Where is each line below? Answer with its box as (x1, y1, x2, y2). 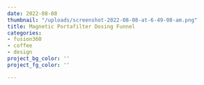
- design (7, 49, 33, 56)
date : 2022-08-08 (7, 10, 58, 17)
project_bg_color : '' (7, 55, 70, 62)
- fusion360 (7, 36, 42, 43)
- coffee (7, 42, 33, 49)
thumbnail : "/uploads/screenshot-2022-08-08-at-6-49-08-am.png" (7, 17, 198, 23)
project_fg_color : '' (7, 62, 70, 68)
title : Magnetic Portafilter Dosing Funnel (7, 23, 136, 30)
